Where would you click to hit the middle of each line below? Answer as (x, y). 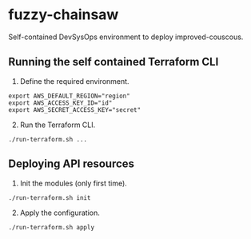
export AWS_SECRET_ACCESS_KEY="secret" (75, 110)
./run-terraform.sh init (50, 197)
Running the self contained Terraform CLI (114, 62)
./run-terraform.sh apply (51, 227)
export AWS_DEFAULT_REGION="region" (69, 96)
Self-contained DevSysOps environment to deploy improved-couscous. (126, 37)
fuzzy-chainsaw (64, 15)
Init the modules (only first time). (74, 183)
